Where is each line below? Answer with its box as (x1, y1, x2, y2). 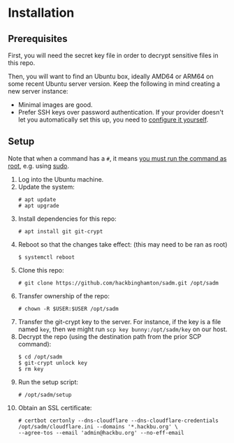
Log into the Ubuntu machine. (17, 175, 104, 183)
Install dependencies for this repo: (17, 215, 117, 223)
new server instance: (8, 87, 68, 95)
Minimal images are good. (17, 101, 93, 109)
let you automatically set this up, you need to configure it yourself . (17, 115, 209, 124)
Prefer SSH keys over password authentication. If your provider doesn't (17, 108, 224, 116)
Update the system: (17, 182, 75, 191)
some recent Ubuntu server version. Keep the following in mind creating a (8, 80, 221, 88)
